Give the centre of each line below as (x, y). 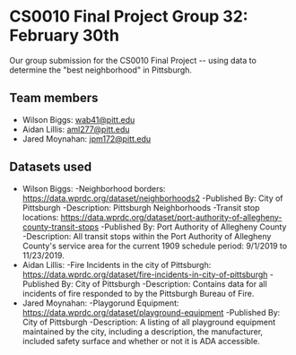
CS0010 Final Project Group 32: (129, 17)
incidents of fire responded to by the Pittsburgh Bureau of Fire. (138, 293)
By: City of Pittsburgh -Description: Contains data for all (164, 283)
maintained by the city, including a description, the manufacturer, (142, 331)
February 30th (64, 35)
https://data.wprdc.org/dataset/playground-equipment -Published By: (151, 312)
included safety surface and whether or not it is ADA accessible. (141, 341)
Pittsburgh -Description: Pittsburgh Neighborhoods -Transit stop (141, 207)
